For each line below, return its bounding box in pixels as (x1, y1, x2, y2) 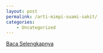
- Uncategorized (16, 24, 56, 31)
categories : (6, 19, 35, 25)
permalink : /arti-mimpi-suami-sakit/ (6, 14, 98, 20)
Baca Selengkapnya (6, 40, 54, 47)
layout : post (6, 8, 38, 14)
